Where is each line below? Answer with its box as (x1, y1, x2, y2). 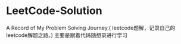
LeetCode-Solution (6, 4, 102, 18)
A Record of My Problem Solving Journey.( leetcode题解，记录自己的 (6, 24, 176, 31)
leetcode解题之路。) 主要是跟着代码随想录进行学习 (6, 31, 128, 39)
